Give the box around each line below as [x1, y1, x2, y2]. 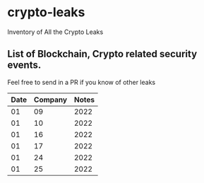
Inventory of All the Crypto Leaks [7, 28, 104, 36]
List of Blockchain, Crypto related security [7, 48, 198, 60]
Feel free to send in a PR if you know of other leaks [7, 78, 156, 86]
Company [34, 95, 68, 105]
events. [7, 59, 42, 71]
